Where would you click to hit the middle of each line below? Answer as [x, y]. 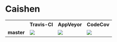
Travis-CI [41, 24]
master [16, 32]
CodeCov [98, 24]
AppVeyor [70, 24]
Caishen [23, 9]
